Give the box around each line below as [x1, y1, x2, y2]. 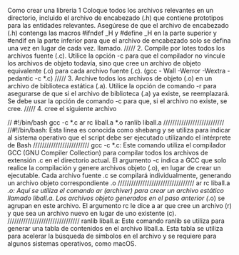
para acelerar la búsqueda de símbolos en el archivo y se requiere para [7, 231, 217, 240]
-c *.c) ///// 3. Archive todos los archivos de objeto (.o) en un [34, 74, 213, 83]
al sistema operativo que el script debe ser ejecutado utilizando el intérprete [7, 133, 231, 142]
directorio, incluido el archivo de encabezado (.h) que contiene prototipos [7, 14, 224, 22]
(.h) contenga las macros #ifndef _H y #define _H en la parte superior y [7, 28, 218, 37]
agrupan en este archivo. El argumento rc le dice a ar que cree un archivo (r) [7, 202, 232, 209]
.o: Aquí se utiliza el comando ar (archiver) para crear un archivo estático [7, 187, 225, 194]
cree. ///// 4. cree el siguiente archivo [7, 105, 117, 113]
